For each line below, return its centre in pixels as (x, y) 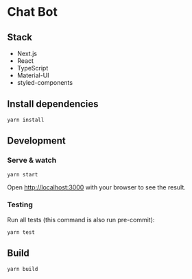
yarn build (23, 269)
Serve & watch (32, 160)
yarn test (21, 232)
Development (37, 141)
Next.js (27, 53)
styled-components (45, 82)
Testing (20, 204)
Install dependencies (53, 104)
